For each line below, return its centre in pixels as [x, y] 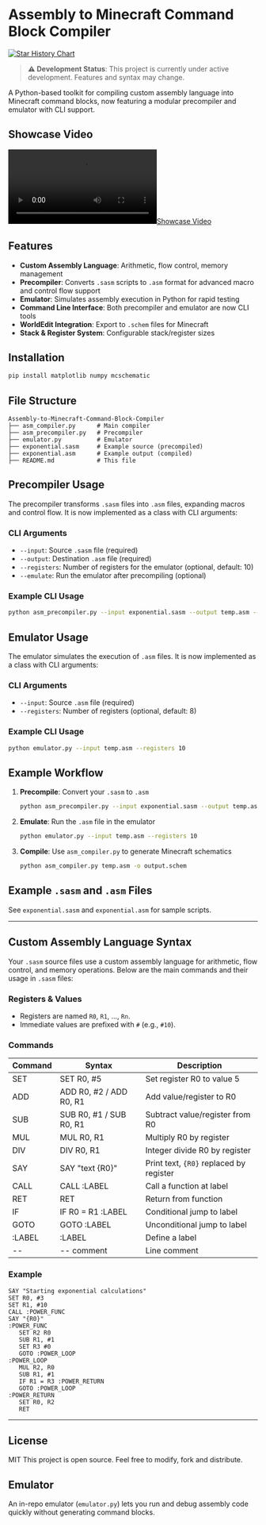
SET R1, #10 [28, 1305]
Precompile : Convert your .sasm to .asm [84, 792]
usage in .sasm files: [41, 978]
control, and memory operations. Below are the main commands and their [128, 969]
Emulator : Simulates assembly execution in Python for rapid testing [129, 298]
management [41, 273]
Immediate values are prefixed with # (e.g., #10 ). [97, 1024]
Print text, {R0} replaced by [196, 1163]
